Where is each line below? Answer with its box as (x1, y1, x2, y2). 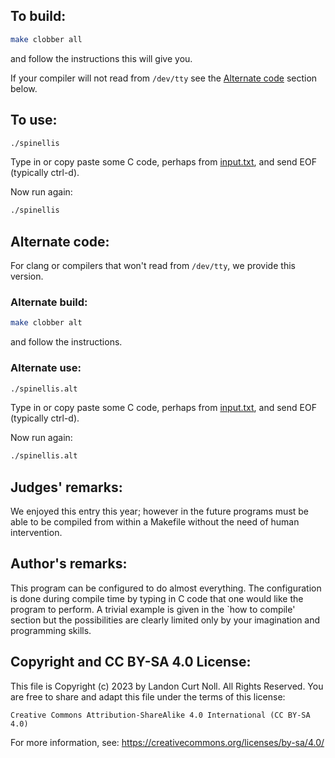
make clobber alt (10, 318, 83, 328)
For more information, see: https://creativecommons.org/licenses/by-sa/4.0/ (10, 736, 325, 748)
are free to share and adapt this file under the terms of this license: (10, 690, 286, 703)
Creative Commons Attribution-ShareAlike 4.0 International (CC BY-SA (10, 710, 311, 720)
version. (10, 270, 44, 283)
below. (10, 82, 38, 94)
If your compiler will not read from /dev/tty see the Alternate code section (10, 72, 318, 84)
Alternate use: (10, 361, 82, 375)
